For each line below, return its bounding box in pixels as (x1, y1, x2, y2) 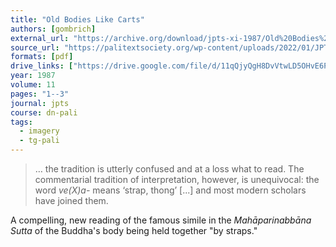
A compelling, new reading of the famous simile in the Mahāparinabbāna (10, 214, 312, 226)
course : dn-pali (10, 107, 78, 118)
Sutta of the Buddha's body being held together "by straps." (10, 225, 258, 236)
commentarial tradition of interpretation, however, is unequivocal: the (34, 174, 320, 185)
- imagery (19, 126, 60, 136)
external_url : (10, 33, 70, 43)
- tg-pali (19, 136, 60, 146)
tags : (10, 117, 33, 127)
